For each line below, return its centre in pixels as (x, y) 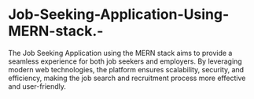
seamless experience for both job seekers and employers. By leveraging (125, 61)
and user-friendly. (37, 86)
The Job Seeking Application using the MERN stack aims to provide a (120, 53)
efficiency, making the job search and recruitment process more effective (127, 78)
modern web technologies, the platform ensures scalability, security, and (126, 69)
